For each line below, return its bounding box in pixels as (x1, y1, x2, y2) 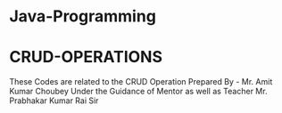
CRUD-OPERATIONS (9, 47, 163, 68)
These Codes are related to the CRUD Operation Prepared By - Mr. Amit (9, 77, 273, 87)
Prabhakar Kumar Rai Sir (9, 95, 99, 106)
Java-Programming (9, 6, 156, 27)
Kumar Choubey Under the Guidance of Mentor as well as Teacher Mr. (9, 86, 268, 97)
